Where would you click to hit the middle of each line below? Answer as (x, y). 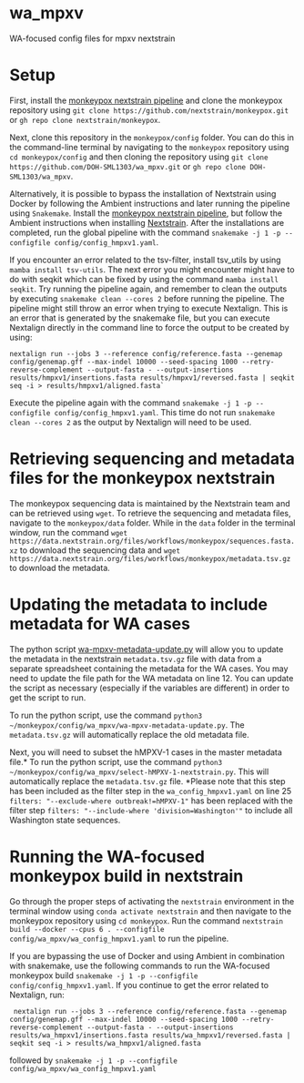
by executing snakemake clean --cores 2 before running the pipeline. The (147, 298)
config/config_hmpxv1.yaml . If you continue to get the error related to (139, 985)
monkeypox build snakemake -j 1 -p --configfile (104, 975)
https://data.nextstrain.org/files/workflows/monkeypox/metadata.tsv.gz (150, 558)
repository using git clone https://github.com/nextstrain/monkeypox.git (149, 110)
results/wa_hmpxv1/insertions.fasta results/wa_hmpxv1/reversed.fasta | (150, 1035)
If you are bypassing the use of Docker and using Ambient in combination (147, 955)
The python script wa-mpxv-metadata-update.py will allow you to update (147, 649)
